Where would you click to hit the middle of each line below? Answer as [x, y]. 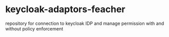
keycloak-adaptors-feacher [65, 9]
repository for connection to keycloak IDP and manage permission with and [85, 23]
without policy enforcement [34, 28]
